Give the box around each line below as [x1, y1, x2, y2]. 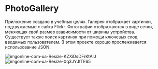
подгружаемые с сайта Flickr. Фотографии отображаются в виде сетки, [5, 23, 153, 29]
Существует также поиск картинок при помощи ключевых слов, [5, 34, 139, 40]
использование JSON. [5, 44, 51, 50]
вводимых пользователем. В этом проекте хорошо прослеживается [5, 39, 146, 45]
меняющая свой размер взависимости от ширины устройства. [5, 29, 135, 34]
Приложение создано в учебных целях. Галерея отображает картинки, [5, 19, 152, 24]
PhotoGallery [5, 3, 59, 14]
